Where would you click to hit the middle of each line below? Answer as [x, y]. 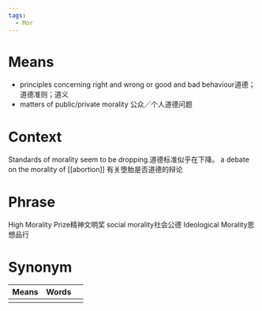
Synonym [40, 267]
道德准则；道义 [44, 95]
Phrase [32, 202]
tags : [17, 15]
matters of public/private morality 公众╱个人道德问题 [106, 104]
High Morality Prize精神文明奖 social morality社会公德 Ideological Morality [128, 225]
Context [35, 137]
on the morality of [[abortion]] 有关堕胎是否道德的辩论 [95, 170]
